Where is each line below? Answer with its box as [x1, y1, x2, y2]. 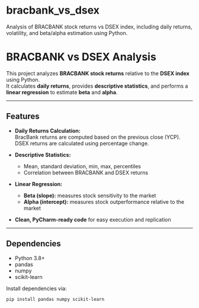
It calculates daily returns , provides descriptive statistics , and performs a [6, 82, 188, 89]
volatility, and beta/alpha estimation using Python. [6, 29, 128, 36]
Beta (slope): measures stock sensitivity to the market [23, 192, 156, 199]
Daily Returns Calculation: [14, 127, 81, 134]
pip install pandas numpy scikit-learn [6, 296, 105, 302]
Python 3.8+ [14, 254, 46, 261]
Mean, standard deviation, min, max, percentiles [23, 162, 141, 169]
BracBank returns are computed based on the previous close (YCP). [14, 133, 181, 140]
